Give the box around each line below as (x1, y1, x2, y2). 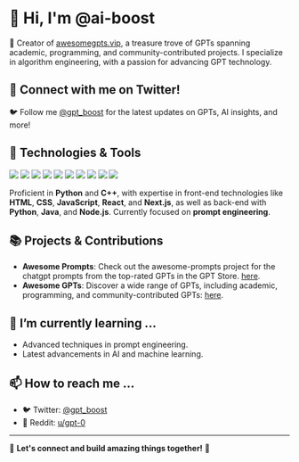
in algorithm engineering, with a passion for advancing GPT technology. (9, 56, 272, 67)
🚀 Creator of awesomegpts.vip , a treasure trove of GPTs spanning (9, 37, 251, 48)
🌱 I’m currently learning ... (9, 316, 158, 331)
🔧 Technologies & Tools (9, 145, 141, 161)
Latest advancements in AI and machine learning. (21, 349, 204, 359)
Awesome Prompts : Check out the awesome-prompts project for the (21, 261, 276, 272)
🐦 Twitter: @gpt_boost (21, 405, 108, 415)
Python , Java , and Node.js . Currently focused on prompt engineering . (9, 206, 271, 217)
